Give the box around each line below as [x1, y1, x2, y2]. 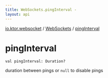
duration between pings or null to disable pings [5, 68, 104, 74]
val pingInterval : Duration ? [5, 59, 66, 64]
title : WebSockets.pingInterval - [5, 7, 77, 12]
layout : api [5, 12, 30, 17]
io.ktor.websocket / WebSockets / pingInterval [5, 25, 100, 31]
